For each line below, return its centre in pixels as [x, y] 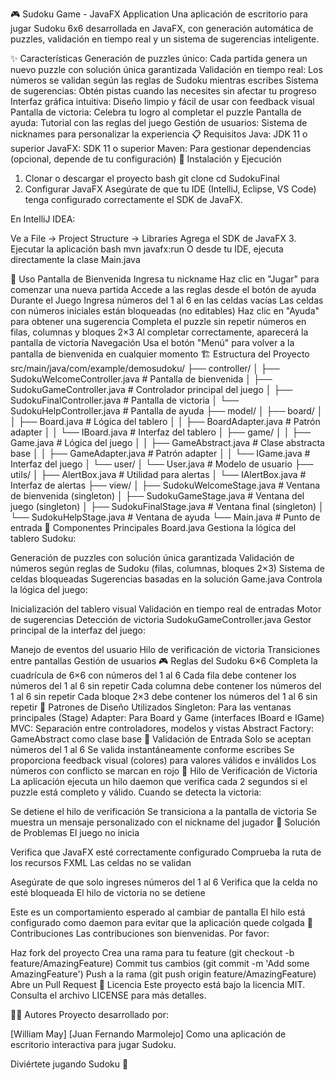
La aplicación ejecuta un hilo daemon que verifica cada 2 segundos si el [159, 781]
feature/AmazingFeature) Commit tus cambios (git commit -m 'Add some [160, 963]
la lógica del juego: [49, 589]
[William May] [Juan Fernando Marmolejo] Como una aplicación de [148, 1034]
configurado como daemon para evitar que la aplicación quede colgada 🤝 [161, 922]
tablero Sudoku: [43, 538]
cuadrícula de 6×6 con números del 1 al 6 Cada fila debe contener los [153, 675]
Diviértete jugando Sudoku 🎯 [69, 1064]
